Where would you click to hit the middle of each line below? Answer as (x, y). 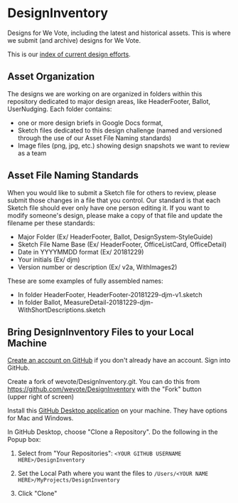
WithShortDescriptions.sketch (61, 310)
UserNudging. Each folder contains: (60, 109)
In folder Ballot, (40, 302)
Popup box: (24, 440)
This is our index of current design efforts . (69, 54)
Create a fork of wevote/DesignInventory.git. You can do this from (104, 382)
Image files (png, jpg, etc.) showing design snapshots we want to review (123, 145)
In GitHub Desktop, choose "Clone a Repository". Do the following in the (113, 432)
